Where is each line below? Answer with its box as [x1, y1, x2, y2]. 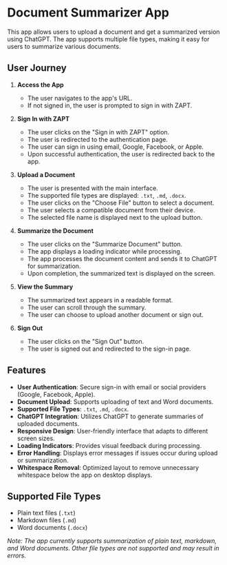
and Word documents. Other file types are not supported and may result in [7, 544, 219, 553]
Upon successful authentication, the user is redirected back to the [27, 150, 215, 158]
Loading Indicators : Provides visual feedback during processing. [17, 441, 202, 449]
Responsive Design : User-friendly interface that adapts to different [17, 427, 208, 435]
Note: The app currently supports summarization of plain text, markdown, [7, 537, 217, 545]
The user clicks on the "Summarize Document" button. [27, 240, 183, 248]
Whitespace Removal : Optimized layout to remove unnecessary [17, 463, 199, 471]
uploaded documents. [17, 419, 80, 428]
